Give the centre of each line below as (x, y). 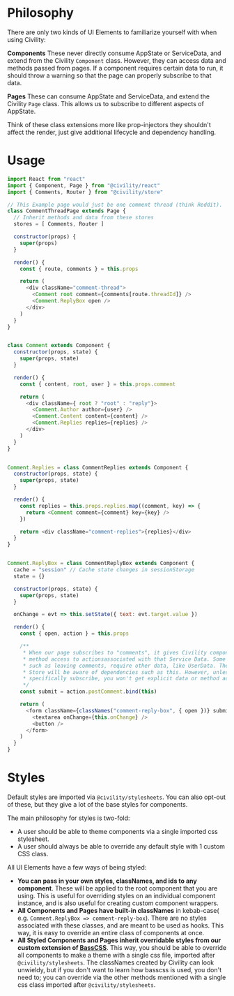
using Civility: (27, 39)
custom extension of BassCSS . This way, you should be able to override (122, 947)
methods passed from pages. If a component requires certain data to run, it (115, 68)
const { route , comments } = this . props (79, 269)
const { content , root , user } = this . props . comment (98, 384)
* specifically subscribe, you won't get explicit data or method (121, 679)
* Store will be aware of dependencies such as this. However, (116, 672)
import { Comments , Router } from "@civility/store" (85, 192)
